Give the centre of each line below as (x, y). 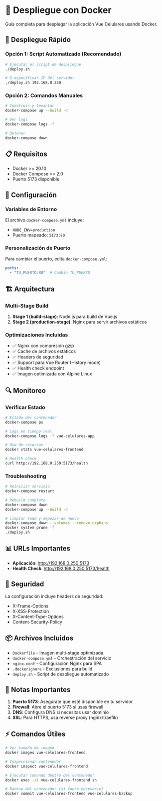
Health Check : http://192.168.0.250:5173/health (61, 568)
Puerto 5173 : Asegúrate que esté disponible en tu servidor (73, 701)
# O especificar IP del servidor (40, 78)
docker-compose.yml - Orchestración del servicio (62, 658)
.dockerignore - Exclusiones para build (52, 668)
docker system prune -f (30, 528)
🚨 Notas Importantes (38, 689)
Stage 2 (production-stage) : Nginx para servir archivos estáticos (80, 321)
